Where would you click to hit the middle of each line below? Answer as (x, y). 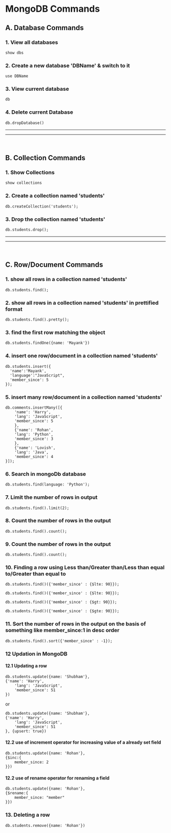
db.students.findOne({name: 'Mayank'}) (48, 343)
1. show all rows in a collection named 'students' (66, 280)
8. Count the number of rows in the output (58, 521)
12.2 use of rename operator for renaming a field (58, 778)
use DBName (17, 76)
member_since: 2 (32, 762)
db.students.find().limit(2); (37, 508)
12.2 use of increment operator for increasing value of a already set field (83, 742)
